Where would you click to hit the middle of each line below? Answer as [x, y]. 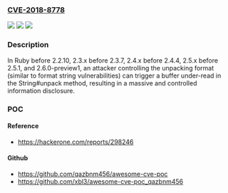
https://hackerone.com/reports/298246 [76, 142]
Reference [23, 126]
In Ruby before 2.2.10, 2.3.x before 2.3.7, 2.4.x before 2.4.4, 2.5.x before [113, 60]
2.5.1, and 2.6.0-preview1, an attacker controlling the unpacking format [111, 68]
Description [28, 45]
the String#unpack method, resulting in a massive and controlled [102, 83]
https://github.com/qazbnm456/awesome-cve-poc [93, 174]
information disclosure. [41, 90]
